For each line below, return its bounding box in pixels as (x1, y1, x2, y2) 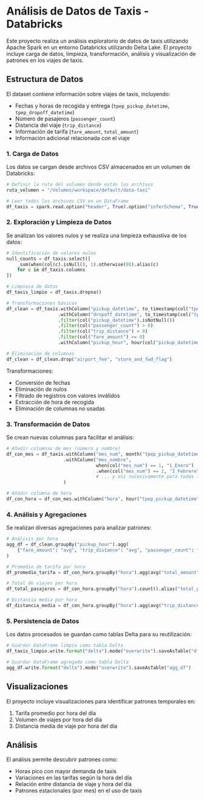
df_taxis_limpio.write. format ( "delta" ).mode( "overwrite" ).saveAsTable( (6, 648, 191, 654)
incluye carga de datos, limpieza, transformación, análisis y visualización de (6, 50, 196, 57)
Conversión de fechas (15, 379, 71, 386)
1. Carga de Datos (6, 149, 59, 158)
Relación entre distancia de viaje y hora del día (15, 781, 132, 788)
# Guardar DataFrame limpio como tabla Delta (6, 642, 123, 649)
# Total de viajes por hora (6, 580, 78, 586)
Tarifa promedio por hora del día (15, 709, 96, 717)
